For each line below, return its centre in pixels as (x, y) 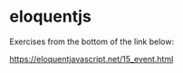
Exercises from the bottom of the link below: (92, 41)
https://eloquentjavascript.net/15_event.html (91, 59)
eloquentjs (51, 17)
